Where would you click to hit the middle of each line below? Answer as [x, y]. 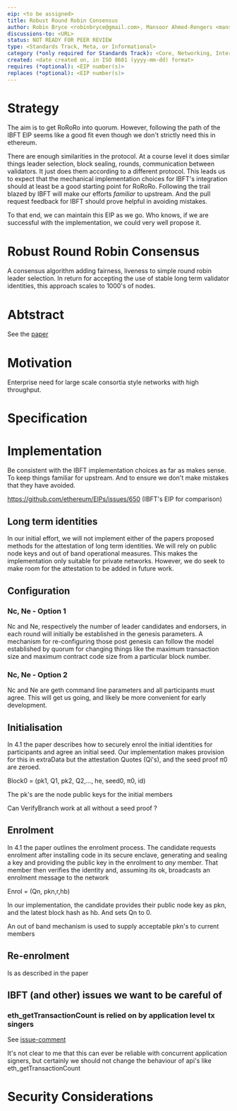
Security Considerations [80, 1097]
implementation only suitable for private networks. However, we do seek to [116, 561]
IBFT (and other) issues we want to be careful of [115, 995]
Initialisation [35, 727]
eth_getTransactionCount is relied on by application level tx [111, 1015]
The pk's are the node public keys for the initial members [90, 794]
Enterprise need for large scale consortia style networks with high [103, 382]
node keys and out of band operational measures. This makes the [103, 553]
